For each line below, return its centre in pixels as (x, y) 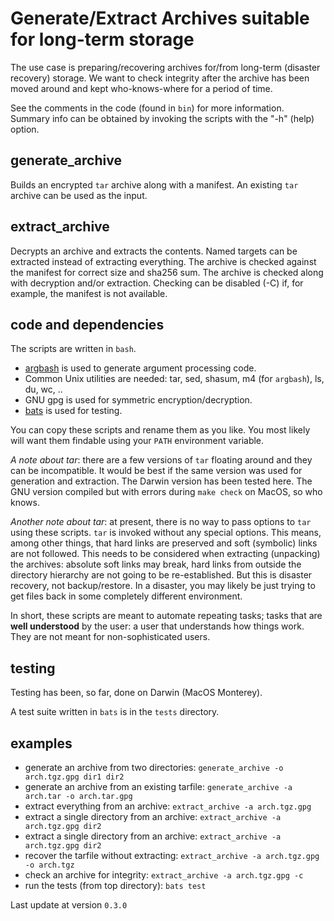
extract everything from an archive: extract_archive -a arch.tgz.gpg (168, 806)
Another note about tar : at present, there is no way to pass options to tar (161, 522)
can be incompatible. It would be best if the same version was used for (156, 471)
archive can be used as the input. (79, 195)
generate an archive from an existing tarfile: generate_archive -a (158, 786)
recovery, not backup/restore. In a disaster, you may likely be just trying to (163, 586)
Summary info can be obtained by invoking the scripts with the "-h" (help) (162, 118)
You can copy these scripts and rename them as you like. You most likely (160, 430)
